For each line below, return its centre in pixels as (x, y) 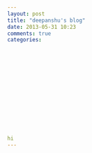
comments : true (29, 33)
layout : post (26, 14)
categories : (24, 40)
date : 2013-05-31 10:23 (42, 27)
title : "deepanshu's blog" (46, 20)
